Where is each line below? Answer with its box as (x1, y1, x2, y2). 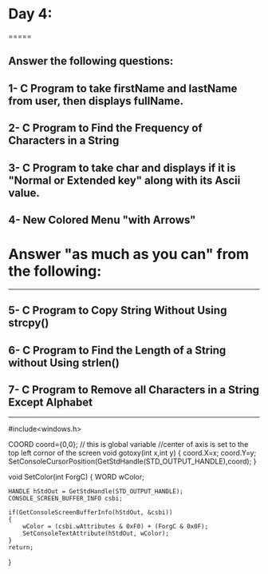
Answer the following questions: (8, 54, 174, 68)
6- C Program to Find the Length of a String (8, 343, 227, 357)
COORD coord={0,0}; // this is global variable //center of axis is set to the (8, 440, 249, 449)
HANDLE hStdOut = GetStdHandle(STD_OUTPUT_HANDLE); (8, 488, 183, 496)
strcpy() (8, 317, 49, 330)
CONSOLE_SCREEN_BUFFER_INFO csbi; (8, 495, 124, 503)
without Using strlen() (8, 356, 120, 369)
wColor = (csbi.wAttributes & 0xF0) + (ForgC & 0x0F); (22, 523, 209, 531)
